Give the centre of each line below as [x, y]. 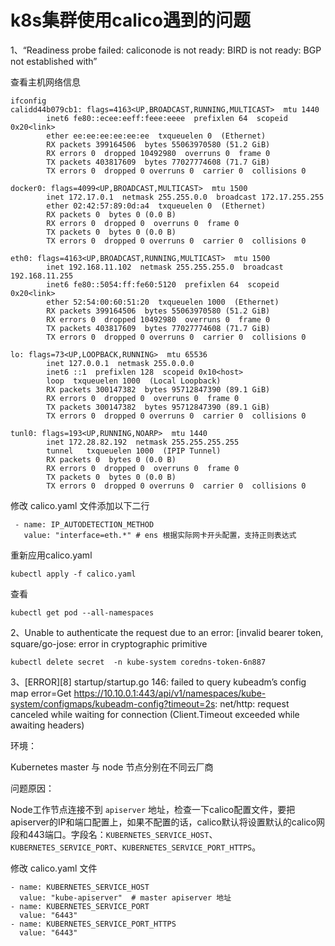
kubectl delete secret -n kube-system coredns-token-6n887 [138, 662]
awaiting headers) [47, 725]
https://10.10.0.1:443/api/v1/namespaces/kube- [170, 693]
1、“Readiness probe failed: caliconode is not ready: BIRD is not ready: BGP [166, 50]
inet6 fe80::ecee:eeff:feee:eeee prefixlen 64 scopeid [167, 118]
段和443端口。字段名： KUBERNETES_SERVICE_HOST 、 [114, 834]
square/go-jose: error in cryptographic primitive [109, 643]
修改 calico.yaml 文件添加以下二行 [80, 505]
